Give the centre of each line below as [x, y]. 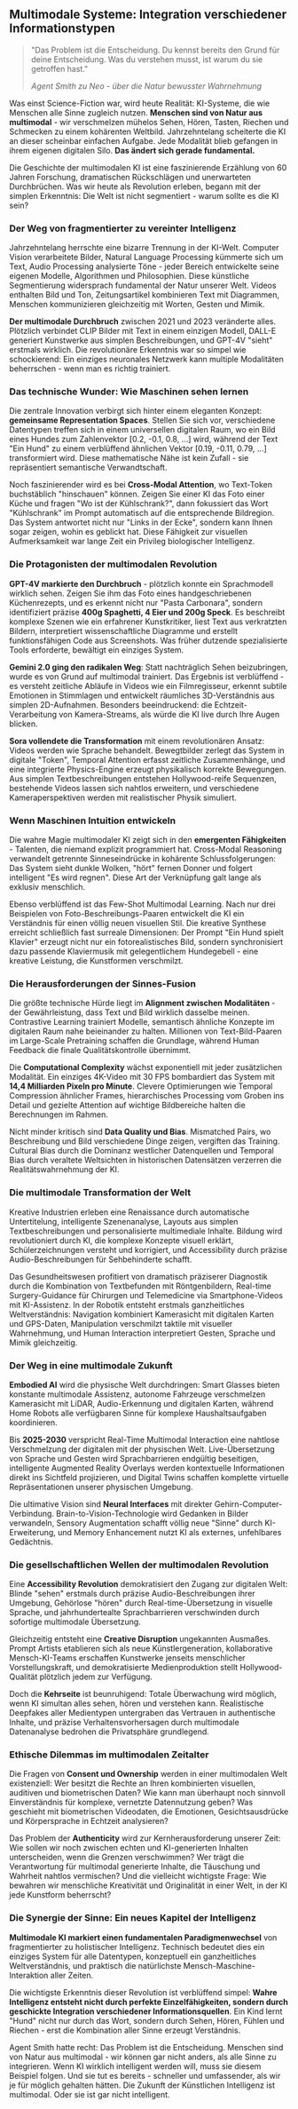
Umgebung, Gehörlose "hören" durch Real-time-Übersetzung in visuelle [141, 1603]
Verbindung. [32, 1513]
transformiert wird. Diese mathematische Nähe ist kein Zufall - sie [129, 458]
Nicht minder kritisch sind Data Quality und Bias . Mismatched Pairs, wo [140, 1132]
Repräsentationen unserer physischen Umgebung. [101, 1487]
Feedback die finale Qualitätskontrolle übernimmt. [100, 1051]
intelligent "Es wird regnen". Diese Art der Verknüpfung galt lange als [135, 877]
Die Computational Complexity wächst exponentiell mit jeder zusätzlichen [145, 1067]
